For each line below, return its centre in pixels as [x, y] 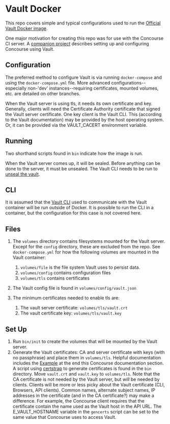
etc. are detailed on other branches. [43, 93]
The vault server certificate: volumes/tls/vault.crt [74, 308]
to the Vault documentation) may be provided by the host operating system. [84, 120]
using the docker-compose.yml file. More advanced [58, 82]
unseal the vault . [23, 174]
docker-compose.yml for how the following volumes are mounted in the [86, 252]
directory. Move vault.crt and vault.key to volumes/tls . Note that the [86, 374]
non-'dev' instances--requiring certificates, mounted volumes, [93, 88]
